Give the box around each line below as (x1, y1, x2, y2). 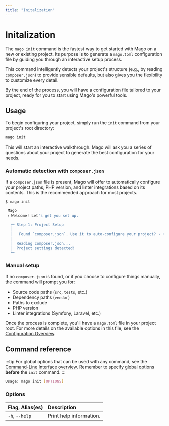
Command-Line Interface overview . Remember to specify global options (5, 364, 155, 370)
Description (47, 404, 77, 411)
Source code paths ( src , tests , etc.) (12, 289, 88, 295)
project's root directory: (5, 125, 54, 131)
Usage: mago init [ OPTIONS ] (5, 379, 64, 384)
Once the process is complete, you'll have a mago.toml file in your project (5, 320, 156, 326)
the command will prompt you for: (5, 279, 75, 285)
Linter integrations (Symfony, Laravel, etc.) (12, 310, 101, 316)
